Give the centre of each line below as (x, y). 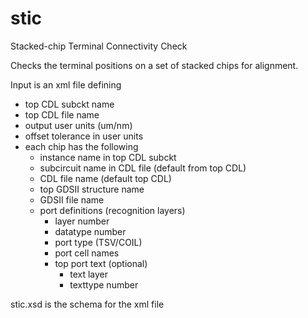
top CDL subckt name (69, 104)
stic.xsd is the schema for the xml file (87, 304)
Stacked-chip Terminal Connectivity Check (99, 46)
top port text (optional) (101, 263)
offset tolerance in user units (84, 136)
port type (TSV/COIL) (98, 242)
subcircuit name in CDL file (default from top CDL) (143, 168)
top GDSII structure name (92, 189)
